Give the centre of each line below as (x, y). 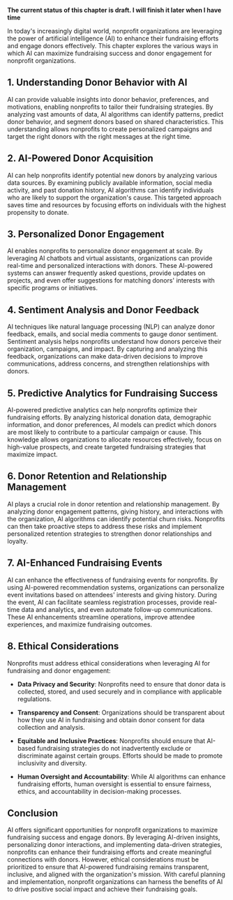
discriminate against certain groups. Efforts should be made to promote (120, 756)
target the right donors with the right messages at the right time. (99, 136)
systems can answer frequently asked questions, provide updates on (106, 273)
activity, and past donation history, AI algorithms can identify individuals (111, 190)
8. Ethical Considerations (63, 646)
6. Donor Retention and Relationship (87, 476)
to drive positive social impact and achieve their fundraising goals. (102, 890)
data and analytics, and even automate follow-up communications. (117, 609)
